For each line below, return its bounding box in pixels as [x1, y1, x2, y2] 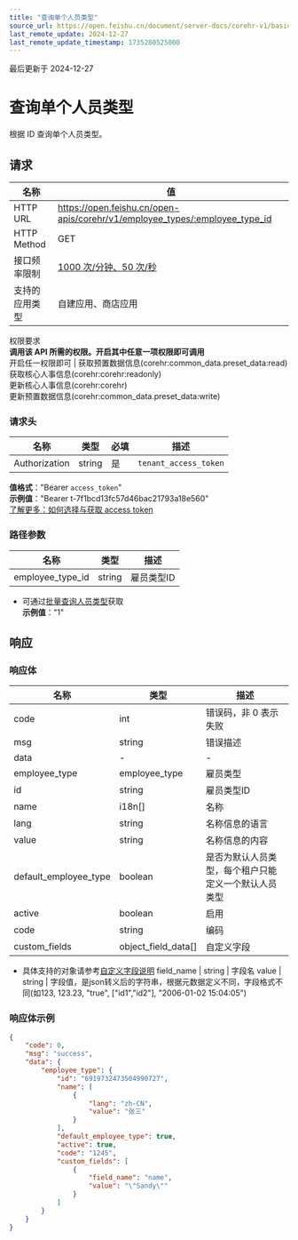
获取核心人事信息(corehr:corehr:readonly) [9, 369, 162, 379]
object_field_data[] [119, 940, 198, 953]
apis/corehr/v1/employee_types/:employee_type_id [57, 212, 272, 225]
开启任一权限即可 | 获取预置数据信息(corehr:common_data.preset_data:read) [9, 357, 288, 368]
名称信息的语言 [205, 818, 269, 830]
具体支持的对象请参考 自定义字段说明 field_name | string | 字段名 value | [21, 965, 282, 976]
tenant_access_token [137, 459, 224, 468]
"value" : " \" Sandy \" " [88, 1181, 169, 1191]
